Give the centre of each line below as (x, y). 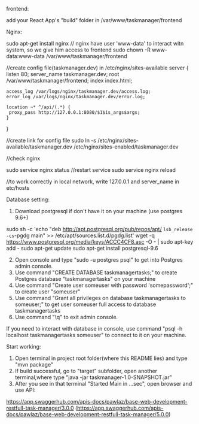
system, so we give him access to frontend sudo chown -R (78, 50)
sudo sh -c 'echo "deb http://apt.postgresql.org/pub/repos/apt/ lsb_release (99, 229)
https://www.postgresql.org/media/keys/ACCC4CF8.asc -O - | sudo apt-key (100, 242)
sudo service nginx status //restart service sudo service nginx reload (91, 170)
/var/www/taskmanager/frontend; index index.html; (69, 81)
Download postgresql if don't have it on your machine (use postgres (99, 211)
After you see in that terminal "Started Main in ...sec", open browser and (103, 384)
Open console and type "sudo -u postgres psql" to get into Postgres (99, 260)
